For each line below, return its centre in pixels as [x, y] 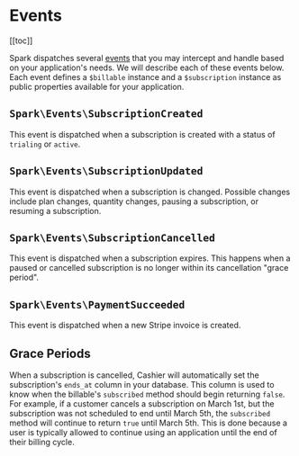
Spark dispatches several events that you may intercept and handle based [147, 58]
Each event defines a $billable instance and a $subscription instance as [145, 76]
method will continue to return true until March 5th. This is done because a [149, 423]
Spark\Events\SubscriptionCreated [106, 114]
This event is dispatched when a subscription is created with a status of [143, 134]
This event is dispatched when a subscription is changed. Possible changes [150, 192]
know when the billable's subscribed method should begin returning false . [147, 394]
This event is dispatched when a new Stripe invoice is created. [125, 326]
